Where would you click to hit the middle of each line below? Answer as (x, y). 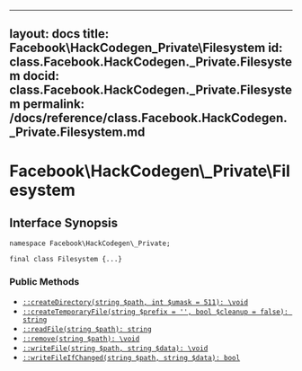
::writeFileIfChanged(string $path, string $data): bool (131, 358)
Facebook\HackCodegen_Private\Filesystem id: (146, 48)
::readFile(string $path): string (87, 329)
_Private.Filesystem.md (77, 132)
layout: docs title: (59, 34)
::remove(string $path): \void (81, 339)
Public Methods (44, 282)
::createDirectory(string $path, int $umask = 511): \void (135, 302)
